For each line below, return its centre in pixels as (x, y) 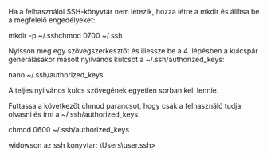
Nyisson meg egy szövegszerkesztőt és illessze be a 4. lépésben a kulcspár (133, 51)
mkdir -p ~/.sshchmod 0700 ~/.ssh (65, 36)
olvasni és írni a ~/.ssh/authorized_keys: (75, 114)
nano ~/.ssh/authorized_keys (56, 75)
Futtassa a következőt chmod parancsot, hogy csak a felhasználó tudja (125, 106)
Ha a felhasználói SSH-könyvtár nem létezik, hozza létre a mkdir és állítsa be (134, 12)
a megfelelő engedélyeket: (52, 20)
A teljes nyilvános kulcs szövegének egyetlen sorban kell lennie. (114, 90)
